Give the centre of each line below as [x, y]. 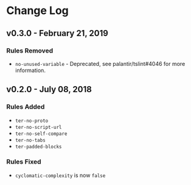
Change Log [37, 11]
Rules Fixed [24, 162]
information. [30, 70]
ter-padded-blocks [38, 147]
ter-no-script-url [38, 127]
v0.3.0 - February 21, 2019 [57, 33]
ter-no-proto [32, 121]
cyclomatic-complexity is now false [60, 175]
